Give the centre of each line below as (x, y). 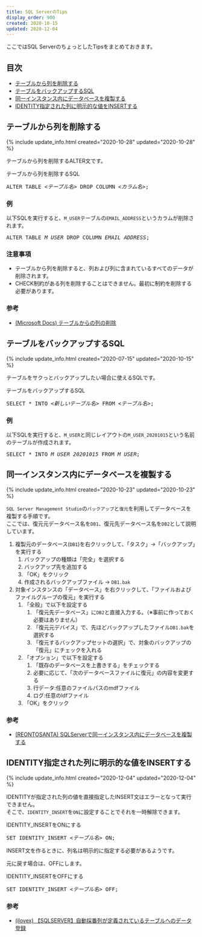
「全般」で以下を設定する (56, 604)
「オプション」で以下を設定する (64, 657)
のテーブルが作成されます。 (40, 442)
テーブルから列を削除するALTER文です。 (56, 160)
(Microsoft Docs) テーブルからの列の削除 (65, 323)
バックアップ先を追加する (56, 567)
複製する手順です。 (30, 516)
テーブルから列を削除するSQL (43, 174)
